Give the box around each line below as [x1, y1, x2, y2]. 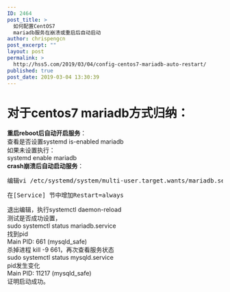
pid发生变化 [7, 261, 40, 270]
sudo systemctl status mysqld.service [7, 254, 114, 262]
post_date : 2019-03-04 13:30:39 [7, 73, 99, 81]
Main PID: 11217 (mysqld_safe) [7, 269, 92, 278]
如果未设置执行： [7, 146, 55, 155]
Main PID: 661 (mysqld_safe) [7, 237, 88, 246]
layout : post [7, 49, 44, 55]
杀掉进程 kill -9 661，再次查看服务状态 [7, 245, 114, 254]
